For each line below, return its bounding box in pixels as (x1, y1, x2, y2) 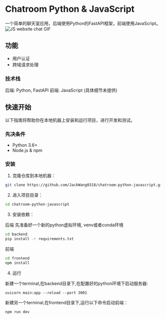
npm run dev (5, 309, 30, 314)
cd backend (5, 232, 28, 237)
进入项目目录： (12, 192, 43, 198)
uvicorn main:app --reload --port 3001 (5, 290, 87, 295)
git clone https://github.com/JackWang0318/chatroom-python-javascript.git (5, 182, 165, 188)
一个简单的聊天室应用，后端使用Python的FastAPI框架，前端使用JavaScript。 (5, 20, 161, 26)
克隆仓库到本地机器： (12, 173, 56, 178)
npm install (5, 260, 30, 265)
